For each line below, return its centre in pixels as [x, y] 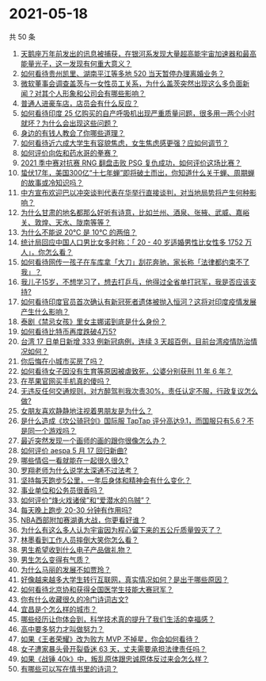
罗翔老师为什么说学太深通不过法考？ [80, 470]
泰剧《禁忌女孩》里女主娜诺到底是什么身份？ [93, 321]
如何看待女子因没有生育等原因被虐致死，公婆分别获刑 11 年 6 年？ [126, 371]
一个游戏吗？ [55, 430]
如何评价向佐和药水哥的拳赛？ [69, 152]
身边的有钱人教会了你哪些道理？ [72, 133]
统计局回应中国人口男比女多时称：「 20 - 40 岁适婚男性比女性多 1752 [132, 242]
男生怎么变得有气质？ [55, 560]
